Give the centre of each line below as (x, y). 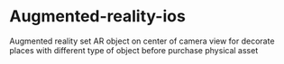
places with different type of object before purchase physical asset (134, 50)
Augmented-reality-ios (98, 16)
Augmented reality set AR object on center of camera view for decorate (142, 41)
